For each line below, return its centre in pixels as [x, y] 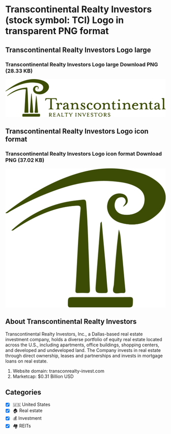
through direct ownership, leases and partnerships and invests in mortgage [84, 355]
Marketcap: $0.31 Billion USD [43, 376]
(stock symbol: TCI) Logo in [65, 20]
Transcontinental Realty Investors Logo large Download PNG [82, 64]
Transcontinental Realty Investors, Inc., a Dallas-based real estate [74, 334]
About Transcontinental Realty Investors [71, 322]
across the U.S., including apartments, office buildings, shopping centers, [82, 345]
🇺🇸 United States [32, 404]
